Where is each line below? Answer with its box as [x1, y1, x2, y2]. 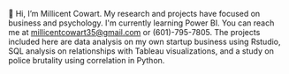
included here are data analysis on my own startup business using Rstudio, [8, 36, 281, 47]
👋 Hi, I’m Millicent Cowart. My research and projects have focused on [8, 9, 261, 18]
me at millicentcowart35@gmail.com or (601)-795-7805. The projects [8, 27, 261, 37]
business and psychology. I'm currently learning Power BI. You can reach [8, 18, 275, 28]
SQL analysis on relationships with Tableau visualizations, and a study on [8, 46, 275, 56]
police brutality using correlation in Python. [8, 55, 165, 65]
